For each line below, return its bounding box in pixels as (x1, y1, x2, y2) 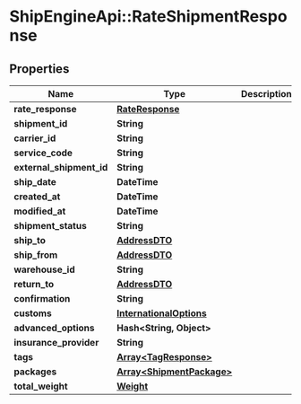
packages (13, 365, 57, 378)
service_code (13, 146, 73, 159)
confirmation (13, 293, 71, 304)
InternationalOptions (116, 307, 208, 320)
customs (13, 307, 52, 320)
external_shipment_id (13, 162, 108, 173)
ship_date (13, 176, 56, 188)
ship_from (13, 249, 58, 261)
